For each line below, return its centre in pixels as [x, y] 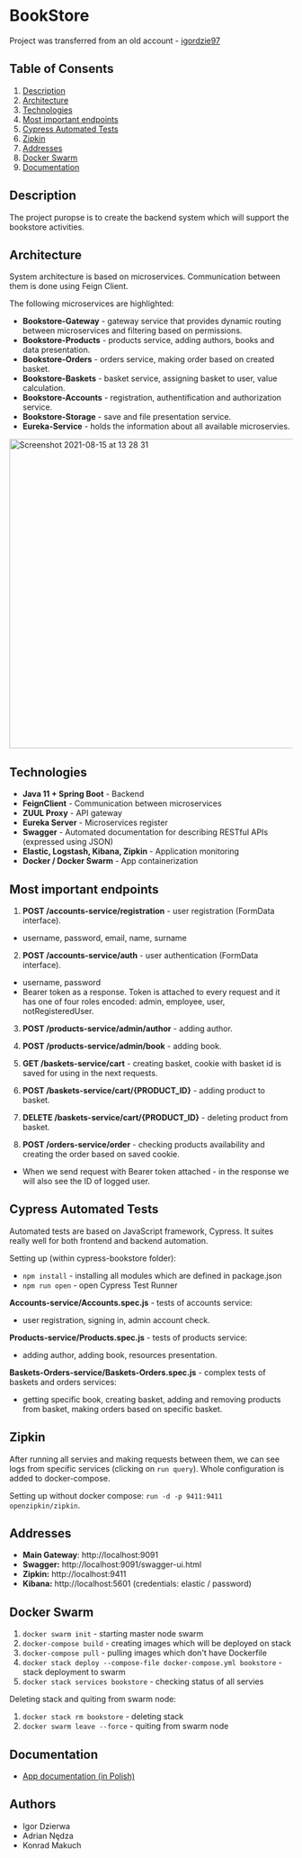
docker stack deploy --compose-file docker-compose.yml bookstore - [152, 1663]
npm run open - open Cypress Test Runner [100, 1285]
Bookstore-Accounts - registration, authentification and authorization [151, 398]
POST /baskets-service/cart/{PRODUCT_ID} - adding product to [143, 1090]
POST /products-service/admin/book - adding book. [122, 1046]
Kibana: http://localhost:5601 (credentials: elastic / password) [137, 1584]
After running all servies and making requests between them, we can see [145, 1459]
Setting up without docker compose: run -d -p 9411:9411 [116, 1495]
